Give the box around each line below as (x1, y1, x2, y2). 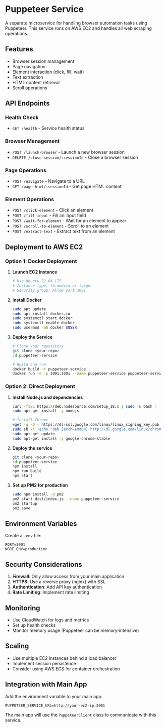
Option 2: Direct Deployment (5, 383, 75, 390)
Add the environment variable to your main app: (5, 693, 103, 699)
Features (5, 45, 33, 53)
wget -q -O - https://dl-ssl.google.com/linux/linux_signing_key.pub (12, 422, 160, 427)
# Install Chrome (12, 417, 49, 423)
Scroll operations (12, 85, 48, 91)
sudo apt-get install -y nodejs (12, 408, 79, 414)
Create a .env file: (5, 533, 42, 539)
